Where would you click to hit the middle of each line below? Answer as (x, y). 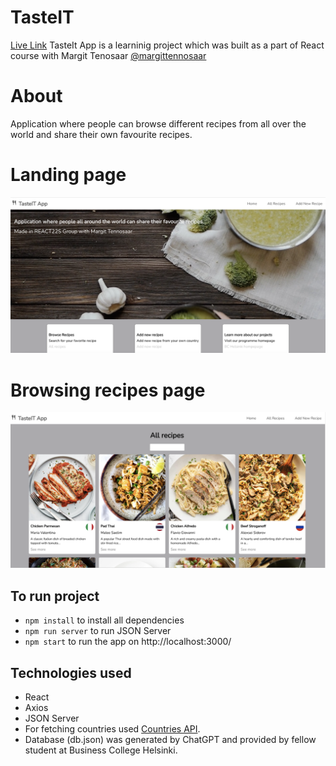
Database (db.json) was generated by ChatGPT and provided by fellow (170, 739)
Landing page (68, 175)
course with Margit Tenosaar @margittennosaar (108, 55)
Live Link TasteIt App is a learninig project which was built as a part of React (167, 45)
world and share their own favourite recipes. (101, 134)
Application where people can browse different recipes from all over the (158, 123)
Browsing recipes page (108, 390)
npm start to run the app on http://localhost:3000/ (128, 642)
